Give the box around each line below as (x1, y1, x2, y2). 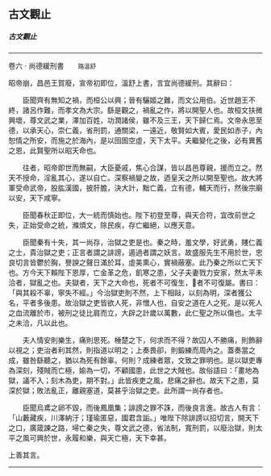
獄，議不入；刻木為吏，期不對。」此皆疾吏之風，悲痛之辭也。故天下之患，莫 (8, 376, 260, 386)
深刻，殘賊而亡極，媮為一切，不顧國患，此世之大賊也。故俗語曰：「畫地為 (15, 365, 260, 375)
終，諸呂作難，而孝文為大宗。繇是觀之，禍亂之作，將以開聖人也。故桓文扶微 (8, 106, 263, 115)
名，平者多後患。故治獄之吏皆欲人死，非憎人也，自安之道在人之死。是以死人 (8, 298, 263, 308)
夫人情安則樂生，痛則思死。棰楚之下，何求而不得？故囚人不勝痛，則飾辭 (22, 336, 263, 345)
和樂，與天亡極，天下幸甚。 (78, 433, 171, 443)
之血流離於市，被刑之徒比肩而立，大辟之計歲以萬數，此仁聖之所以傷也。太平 (8, 308, 263, 318)
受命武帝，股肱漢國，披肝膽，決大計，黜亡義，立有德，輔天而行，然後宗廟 (15, 183, 263, 193)
